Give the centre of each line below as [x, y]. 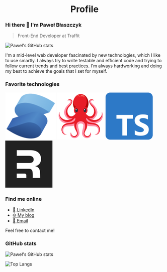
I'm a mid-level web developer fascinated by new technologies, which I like [83, 55]
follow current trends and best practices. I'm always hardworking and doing [83, 66]
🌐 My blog [23, 215]
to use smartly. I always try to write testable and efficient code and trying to [83, 61]
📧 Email [20, 221]
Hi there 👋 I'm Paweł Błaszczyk [44, 25]
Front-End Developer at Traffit [49, 36]
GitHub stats [21, 243]
